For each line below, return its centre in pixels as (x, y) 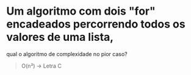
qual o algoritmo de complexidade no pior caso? (67, 54)
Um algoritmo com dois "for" (81, 11)
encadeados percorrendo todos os (96, 24)
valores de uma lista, (60, 37)
